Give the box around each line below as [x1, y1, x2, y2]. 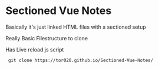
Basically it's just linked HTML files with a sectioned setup [5, 23, 147, 30]
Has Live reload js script [5, 46, 64, 53]
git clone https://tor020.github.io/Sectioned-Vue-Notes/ [8, 57, 154, 63]
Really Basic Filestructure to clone [5, 34, 88, 42]
